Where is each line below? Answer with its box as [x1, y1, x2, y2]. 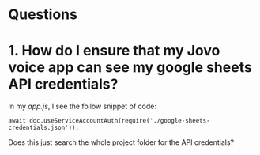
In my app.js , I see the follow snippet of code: [8, 101, 156, 112]
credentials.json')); [8, 124, 80, 132]
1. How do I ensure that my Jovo [8, 42, 220, 60]
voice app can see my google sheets [8, 59, 253, 77]
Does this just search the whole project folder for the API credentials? [8, 138, 235, 147]
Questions [8, 6, 77, 24]
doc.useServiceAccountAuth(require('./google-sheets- [28, 117, 211, 125]
